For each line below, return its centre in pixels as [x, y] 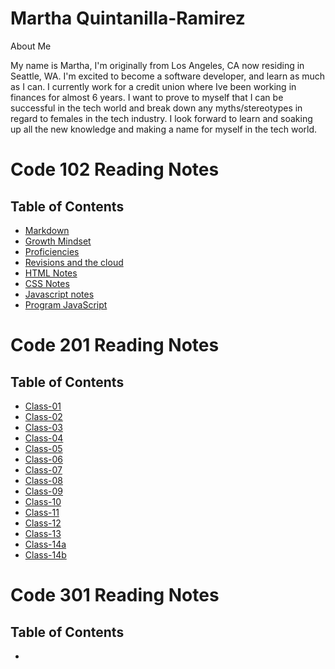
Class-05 [43, 448]
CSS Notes [47, 283]
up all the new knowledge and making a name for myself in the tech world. [164, 129]
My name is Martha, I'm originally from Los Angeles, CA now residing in [157, 65]
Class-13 [43, 533]
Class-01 [43, 406]
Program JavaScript [66, 304]
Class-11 [42, 512]
